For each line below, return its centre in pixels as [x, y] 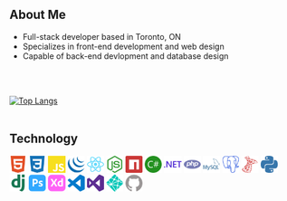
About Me [38, 15]
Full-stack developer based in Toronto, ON [101, 36]
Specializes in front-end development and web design [123, 46]
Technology [44, 139]
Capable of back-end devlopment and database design [125, 56]
